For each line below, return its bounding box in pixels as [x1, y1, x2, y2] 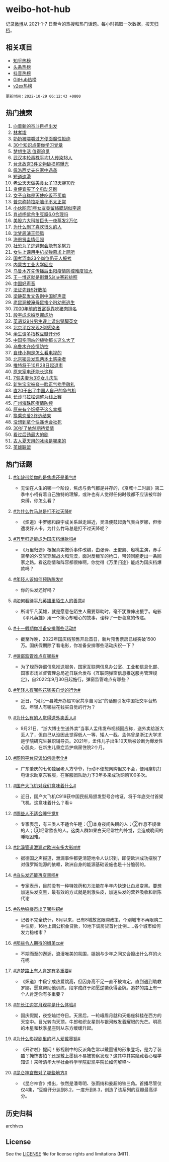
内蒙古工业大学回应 [13, 261, 53, 267]
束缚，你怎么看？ [20, 497, 56, 504]
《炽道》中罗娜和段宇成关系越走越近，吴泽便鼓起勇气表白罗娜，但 [20, 519, 157, 525]
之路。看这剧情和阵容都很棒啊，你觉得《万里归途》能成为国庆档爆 [25, 559, 162, 565]
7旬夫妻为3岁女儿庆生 [13, 375, 58, 381]
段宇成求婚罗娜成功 [13, 312, 53, 318]
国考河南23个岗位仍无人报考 [13, 255, 72, 261]
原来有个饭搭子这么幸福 [13, 406, 62, 412]
